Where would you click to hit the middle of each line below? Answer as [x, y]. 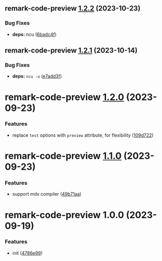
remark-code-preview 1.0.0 [64, 215]
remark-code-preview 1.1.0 [63, 156]
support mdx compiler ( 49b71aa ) [47, 194]
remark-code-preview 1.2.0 [64, 97]
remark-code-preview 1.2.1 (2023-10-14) [71, 51]
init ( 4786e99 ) [27, 253]
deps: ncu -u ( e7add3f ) [37, 76]
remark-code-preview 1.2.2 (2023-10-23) [73, 8]
